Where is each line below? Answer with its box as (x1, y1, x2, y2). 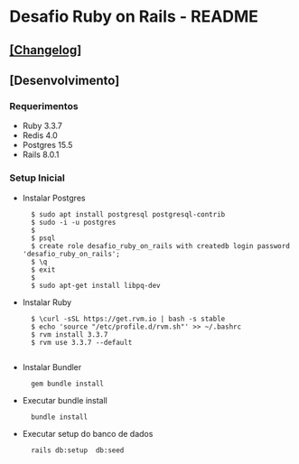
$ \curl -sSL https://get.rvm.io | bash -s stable (31, 314, 226, 323)
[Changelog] (9, 42, 82, 58)
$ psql (31, 233, 56, 243)
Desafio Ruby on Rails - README (9, 6, 259, 27)
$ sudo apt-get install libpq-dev (31, 281, 161, 290)
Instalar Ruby (22, 296, 72, 308)
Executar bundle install (22, 394, 108, 405)
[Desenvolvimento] (9, 72, 120, 88)
